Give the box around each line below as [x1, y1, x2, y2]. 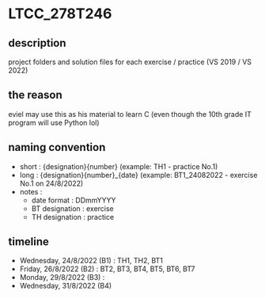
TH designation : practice [31, 212, 115, 221]
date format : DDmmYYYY [31, 195, 116, 205]
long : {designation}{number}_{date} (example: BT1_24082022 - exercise [19, 170, 258, 179]
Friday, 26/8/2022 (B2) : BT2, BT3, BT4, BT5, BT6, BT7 [19, 264, 195, 273]
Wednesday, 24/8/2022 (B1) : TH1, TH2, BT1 [19, 256, 164, 266]
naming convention [8, 141, 106, 154]
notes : [19, 187, 43, 196]
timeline [8, 235, 50, 249]
